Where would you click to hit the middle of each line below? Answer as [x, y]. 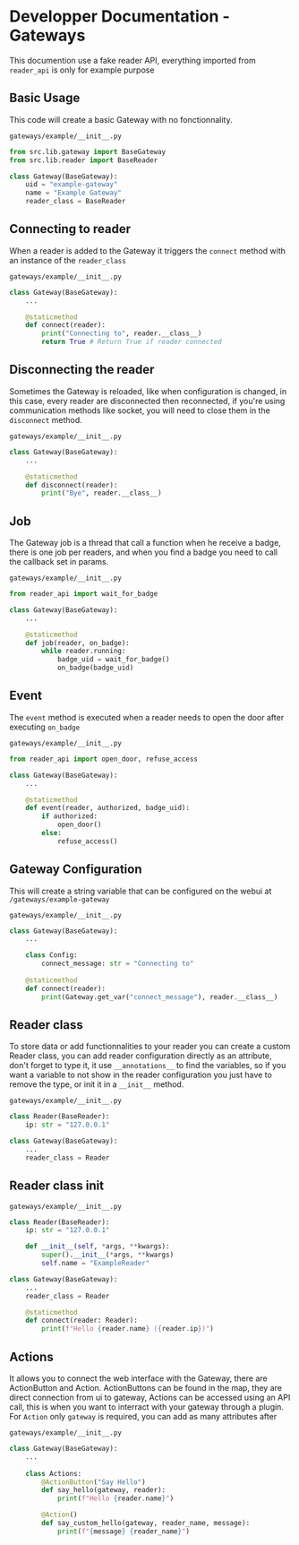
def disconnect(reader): [72, 485]
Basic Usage [45, 98]
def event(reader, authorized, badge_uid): [108, 808]
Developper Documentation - [120, 17]
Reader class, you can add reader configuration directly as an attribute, [141, 1056]
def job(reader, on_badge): [77, 643]
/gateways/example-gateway [60, 899]
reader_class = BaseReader [76, 202]
